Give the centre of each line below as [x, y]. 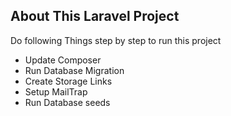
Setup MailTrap [56, 91]
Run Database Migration [74, 70]
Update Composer [63, 60]
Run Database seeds [67, 102]
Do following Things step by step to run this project [116, 40]
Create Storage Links [68, 81]
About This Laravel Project [95, 16]
